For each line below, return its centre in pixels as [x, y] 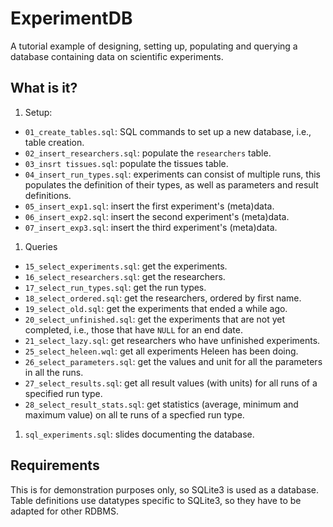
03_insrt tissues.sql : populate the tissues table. [126, 163]
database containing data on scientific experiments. [117, 56]
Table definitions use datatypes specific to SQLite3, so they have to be [156, 500]
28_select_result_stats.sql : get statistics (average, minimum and [161, 404]
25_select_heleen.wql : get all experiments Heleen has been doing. [161, 351]
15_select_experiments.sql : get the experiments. [126, 266]
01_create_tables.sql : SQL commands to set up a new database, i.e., [168, 131]
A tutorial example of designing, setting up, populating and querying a [154, 46]
